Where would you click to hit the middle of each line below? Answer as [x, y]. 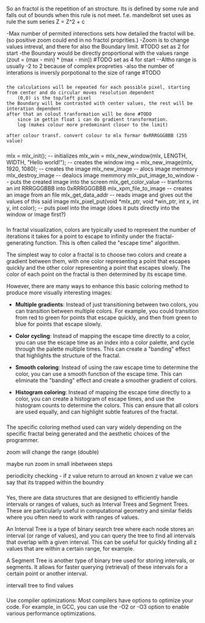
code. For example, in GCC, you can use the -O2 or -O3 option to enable [98, 607]
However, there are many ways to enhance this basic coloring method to [98, 286]
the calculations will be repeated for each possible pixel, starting [98, 87]
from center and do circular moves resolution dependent [80, 93]
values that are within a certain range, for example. [70, 548]
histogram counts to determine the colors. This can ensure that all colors [107, 405]
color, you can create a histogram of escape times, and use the [95, 399]
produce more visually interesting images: [59, 292]
